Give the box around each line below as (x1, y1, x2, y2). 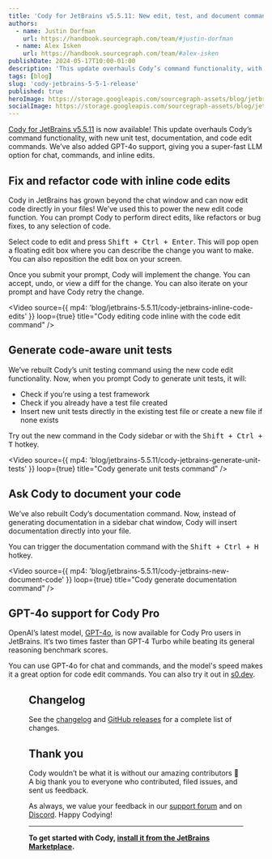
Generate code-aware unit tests (8, 344, 172, 357)
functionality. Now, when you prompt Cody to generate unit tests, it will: (8, 374, 247, 383)
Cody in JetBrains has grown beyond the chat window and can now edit (8, 195, 249, 205)
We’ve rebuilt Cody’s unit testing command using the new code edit (8, 365, 233, 374)
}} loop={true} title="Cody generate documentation (66, 575, 237, 584)
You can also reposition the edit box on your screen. (8, 254, 182, 263)
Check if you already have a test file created (19, 398, 168, 408)
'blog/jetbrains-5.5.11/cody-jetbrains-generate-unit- (88, 455, 261, 464)
